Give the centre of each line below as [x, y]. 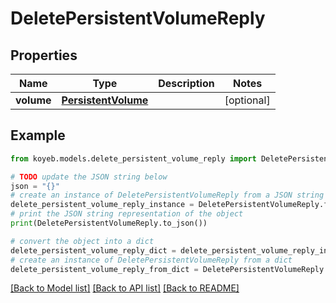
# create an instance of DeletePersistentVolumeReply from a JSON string [167, 195]
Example [38, 135]
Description [186, 83]
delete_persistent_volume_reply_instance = [102, 205]
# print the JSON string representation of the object [127, 214]
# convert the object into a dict [82, 241]
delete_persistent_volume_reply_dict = [93, 250]
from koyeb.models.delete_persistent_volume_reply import [133, 158]
